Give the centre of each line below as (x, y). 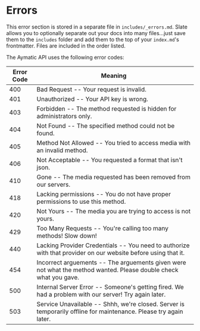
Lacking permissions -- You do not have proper (104, 194)
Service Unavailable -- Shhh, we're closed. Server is (111, 304)
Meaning (114, 75)
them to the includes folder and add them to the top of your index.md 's (93, 39)
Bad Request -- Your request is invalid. (92, 89)
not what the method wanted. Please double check (107, 270)
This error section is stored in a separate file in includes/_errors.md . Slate (97, 27)
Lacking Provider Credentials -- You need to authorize (113, 245)
